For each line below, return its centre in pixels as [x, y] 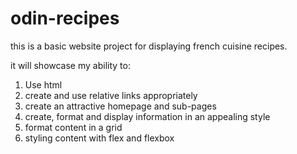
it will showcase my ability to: [70, 65]
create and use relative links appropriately [111, 95]
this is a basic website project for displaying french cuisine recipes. [149, 46]
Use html [43, 84]
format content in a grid [73, 127]
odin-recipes [65, 18]
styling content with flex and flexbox [99, 138]
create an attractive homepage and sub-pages [120, 106]
